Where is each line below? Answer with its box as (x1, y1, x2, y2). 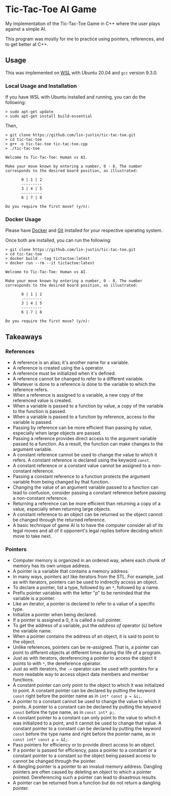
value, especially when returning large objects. (12, 506, 111, 512)
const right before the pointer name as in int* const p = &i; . (12, 693, 142, 699)
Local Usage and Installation (5, 82, 77, 89)
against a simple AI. (5, 26, 47, 32)
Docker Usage (5, 215, 41, 223)
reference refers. (12, 387, 48, 393)
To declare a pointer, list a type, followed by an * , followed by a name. (12, 585, 160, 591)
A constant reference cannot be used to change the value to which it (12, 452, 157, 458)
